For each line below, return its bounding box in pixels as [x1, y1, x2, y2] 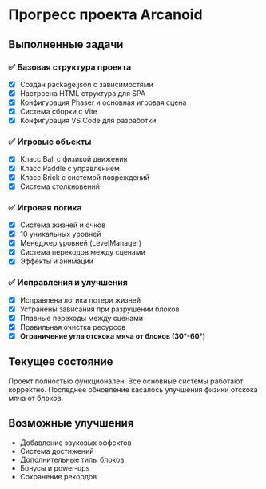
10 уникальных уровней [19, 230, 101, 239]
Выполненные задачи [8, 38, 124, 51]
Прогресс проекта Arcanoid [8, 6, 203, 24]
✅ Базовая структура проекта [8, 62, 132, 73]
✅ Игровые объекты [8, 136, 92, 147]
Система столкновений [19, 182, 101, 191]
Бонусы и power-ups [19, 463, 90, 473]
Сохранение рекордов [19, 471, 97, 481]
